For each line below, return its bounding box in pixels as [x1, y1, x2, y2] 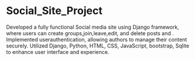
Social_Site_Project [6, 4, 103, 18]
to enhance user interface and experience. [6, 48, 110, 55]
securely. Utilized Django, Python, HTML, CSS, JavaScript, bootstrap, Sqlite [6, 42, 190, 49]
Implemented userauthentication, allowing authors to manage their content [6, 36, 187, 43]
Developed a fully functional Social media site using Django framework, [6, 23, 180, 30]
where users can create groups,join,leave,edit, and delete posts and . [6, 29, 174, 36]
